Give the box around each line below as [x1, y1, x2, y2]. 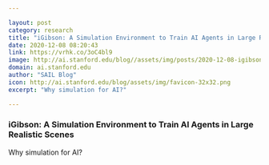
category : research [8, 26, 74, 34]
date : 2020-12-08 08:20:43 [8, 41, 98, 49]
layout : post [8, 18, 52, 26]
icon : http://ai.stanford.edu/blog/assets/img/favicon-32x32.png [8, 78, 231, 87]
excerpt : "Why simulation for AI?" [8, 86, 127, 94]
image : [8, 56, 30, 64]
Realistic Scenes [8, 129, 74, 140]
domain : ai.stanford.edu [8, 63, 91, 72]
